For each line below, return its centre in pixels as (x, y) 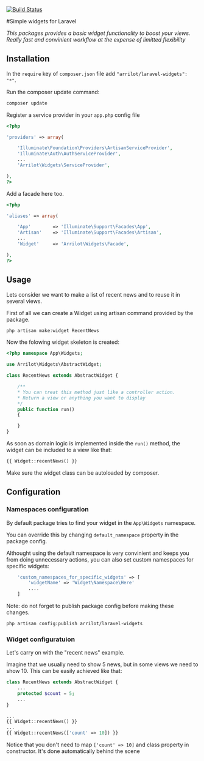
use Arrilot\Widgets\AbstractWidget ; (54, 365)
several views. (24, 301)
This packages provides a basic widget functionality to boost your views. (98, 33)
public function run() (46, 409)
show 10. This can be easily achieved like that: (64, 671)
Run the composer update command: (53, 92)
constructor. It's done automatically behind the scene (73, 751)
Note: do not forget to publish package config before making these (90, 606)
